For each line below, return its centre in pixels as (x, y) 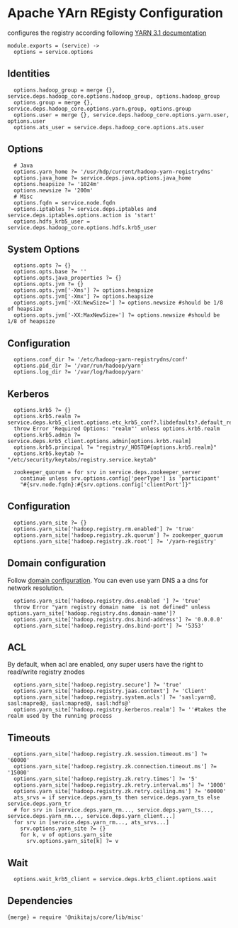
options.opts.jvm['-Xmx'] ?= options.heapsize (84, 297)
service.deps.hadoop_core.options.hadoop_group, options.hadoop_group (114, 96)
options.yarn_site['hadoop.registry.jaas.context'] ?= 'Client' (110, 691)
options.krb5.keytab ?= (49, 454)
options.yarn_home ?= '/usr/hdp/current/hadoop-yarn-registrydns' (114, 172)
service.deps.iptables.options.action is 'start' (82, 215)
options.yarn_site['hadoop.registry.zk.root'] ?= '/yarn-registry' (115, 541)
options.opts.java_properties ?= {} (68, 278)
